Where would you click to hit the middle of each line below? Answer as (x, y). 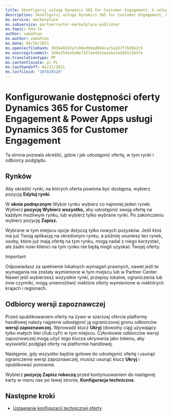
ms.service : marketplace (32, 19)
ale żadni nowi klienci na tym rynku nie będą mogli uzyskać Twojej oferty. (83, 247)
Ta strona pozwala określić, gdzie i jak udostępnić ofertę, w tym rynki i (80, 155)
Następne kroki (30, 396)
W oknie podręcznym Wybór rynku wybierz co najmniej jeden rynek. (78, 204)
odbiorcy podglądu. (26, 160)
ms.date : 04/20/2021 (27, 43)
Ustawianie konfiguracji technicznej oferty (57, 408)
